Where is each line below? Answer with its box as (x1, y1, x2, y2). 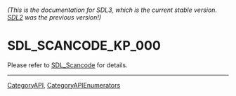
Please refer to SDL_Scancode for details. (7, 60, 128, 69)
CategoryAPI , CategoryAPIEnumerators (7, 81, 121, 89)
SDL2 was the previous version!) (7, 13, 102, 21)
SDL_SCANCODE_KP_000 (7, 37, 162, 53)
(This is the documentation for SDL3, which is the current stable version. (7, 6, 218, 14)
